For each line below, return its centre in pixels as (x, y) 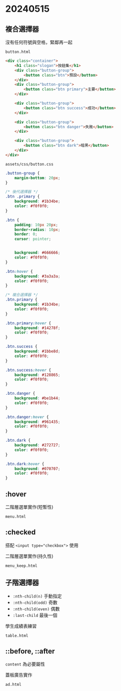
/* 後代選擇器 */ (22, 192)
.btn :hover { (19, 271)
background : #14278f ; (37, 328)
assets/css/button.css (29, 164)
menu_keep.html (21, 566)
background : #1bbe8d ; (37, 351)
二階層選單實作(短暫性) (29, 507)
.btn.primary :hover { (28, 323)
